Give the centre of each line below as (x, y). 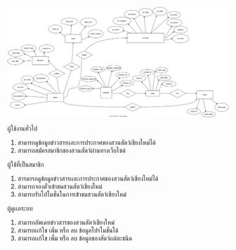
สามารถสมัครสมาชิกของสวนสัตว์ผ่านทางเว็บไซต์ (72, 150)
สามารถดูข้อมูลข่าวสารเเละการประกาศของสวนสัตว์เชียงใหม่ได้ (86, 142)
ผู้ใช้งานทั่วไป (22, 128)
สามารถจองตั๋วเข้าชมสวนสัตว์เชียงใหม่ (60, 186)
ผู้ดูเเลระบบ (20, 208)
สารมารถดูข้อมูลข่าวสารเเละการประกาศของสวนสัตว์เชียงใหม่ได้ (88, 178)
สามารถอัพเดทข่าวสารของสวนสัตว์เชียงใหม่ (66, 222)
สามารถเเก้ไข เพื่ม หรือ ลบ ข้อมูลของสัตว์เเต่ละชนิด (74, 238)
